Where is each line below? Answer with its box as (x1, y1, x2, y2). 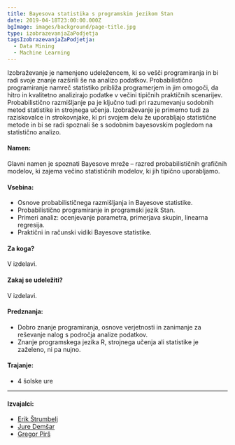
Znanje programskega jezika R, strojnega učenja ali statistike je (17, 337, 199, 346)
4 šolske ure (17, 377, 54, 386)
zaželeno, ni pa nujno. (17, 345, 82, 353)
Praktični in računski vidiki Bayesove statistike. (17, 228, 152, 236)
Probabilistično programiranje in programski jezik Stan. (17, 206, 176, 214)
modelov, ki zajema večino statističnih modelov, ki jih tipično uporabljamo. (7, 167, 220, 176)
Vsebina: (7, 183, 34, 191)
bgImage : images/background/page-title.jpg (7, 23, 136, 30)
